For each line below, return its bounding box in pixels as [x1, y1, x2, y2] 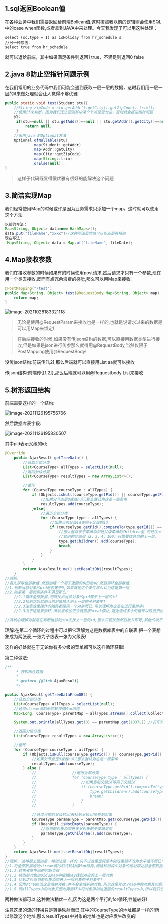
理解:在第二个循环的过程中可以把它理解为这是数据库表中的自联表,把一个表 [5, 627, 157, 633]
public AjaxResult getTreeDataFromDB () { [5, 692, 93, 697]
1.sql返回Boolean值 [5, 4, 66, 13]
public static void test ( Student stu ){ [5, 100, 88, 106]
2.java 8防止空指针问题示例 [5, 70, 90, 79]
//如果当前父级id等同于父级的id [49, 520, 108, 525]
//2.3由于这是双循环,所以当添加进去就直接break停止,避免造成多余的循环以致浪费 [14, 608, 160, 613]
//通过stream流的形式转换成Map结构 [14, 706, 80, 711]
